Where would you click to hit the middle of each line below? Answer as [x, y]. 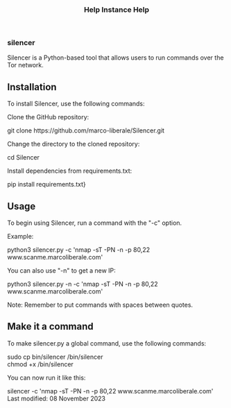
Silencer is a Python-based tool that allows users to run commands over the [115, 58]
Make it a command [50, 326]
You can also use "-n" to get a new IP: [61, 270]
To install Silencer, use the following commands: [76, 104]
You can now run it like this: [46, 377]
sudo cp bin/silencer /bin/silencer [55, 357]
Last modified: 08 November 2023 [57, 398]
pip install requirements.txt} [47, 185]
